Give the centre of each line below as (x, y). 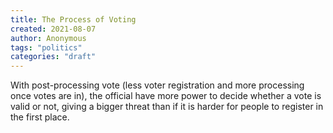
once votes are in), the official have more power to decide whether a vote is (166, 96)
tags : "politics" (46, 47)
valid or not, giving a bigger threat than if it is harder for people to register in (167, 107)
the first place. (40, 117)
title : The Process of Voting (73, 19)
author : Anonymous (48, 38)
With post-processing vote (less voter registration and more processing (157, 85)
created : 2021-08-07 (53, 29)
